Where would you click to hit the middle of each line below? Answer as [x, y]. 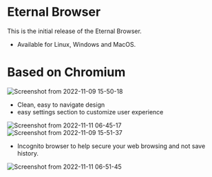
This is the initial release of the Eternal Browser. [75, 31]
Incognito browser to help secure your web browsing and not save [111, 146]
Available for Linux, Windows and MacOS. [76, 44]
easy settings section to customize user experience [90, 112]
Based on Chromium [66, 72]
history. [28, 153]
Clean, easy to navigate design [61, 105]
